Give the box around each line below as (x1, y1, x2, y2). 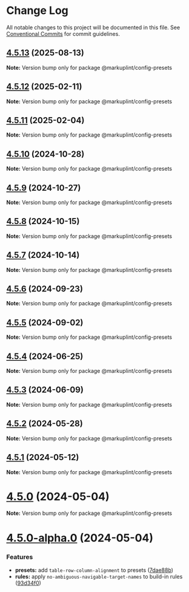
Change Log (6, 4, 68, 18)
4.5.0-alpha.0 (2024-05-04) (6, 531, 153, 545)
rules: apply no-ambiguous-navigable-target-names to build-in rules (15, 573, 183, 580)
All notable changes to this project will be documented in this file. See (6, 24, 181, 31)
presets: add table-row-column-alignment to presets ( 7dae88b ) (15, 566, 174, 574)
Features (6, 553, 33, 561)
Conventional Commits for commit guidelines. (6, 30, 120, 37)
